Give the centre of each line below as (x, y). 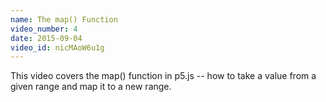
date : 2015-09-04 (46, 38)
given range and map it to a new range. (91, 87)
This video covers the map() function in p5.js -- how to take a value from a (163, 76)
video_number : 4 (44, 29)
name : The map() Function (64, 19)
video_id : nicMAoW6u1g (57, 47)
